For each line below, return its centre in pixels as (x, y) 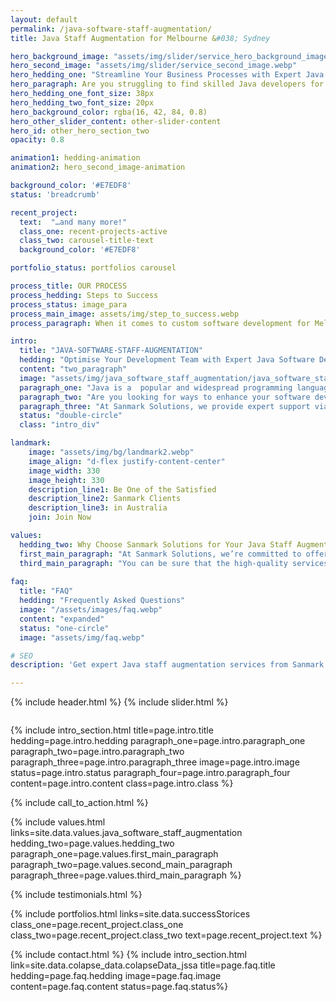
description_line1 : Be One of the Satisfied (122, 489)
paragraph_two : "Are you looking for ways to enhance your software (165, 397)
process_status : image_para (69, 304)
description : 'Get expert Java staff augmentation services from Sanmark (167, 665)
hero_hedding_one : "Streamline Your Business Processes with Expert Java (167, 75)
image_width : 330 (64, 471)
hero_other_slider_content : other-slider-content (116, 121)
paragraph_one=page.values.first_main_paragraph (114, 854)
